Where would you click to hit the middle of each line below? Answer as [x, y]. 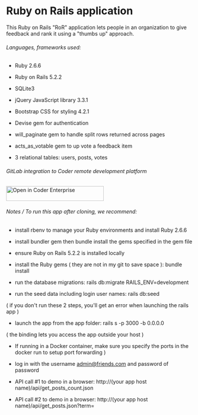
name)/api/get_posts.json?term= [55, 406]
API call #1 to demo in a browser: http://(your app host [81, 381]
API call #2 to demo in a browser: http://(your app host [81, 399]
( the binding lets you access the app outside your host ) [75, 334]
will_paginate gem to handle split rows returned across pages [90, 135]
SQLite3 [25, 89]
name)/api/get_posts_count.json [54, 388]
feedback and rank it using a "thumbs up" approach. [70, 33]
